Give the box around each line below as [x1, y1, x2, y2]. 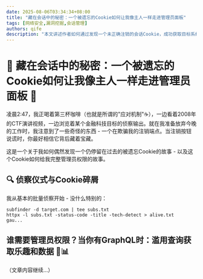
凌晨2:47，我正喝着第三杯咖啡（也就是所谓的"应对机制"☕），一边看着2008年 [6, 111, 196, 118]
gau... [6, 217, 23, 223]
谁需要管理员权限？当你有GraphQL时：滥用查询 [6, 235, 184, 245]
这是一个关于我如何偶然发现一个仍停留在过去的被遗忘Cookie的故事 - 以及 [6, 148, 188, 155]
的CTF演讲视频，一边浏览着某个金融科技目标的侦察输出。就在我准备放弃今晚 [6, 120, 197, 127]
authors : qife [6, 25, 42, 32]
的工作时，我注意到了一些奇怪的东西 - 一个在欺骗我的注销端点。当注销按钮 [6, 127, 192, 135]
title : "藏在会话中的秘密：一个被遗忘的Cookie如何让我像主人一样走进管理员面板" [6, 14, 187, 21]
